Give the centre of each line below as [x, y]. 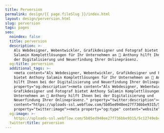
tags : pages [17, 28]
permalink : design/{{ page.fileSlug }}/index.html [58, 14]
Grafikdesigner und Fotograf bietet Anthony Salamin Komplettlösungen [87, 91]
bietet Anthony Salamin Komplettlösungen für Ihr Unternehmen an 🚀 [84, 77]
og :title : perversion [31, 64]
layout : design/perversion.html [38, 19]
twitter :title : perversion [37, 123]
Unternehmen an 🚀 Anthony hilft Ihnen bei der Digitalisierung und [84, 95]
